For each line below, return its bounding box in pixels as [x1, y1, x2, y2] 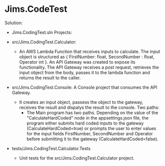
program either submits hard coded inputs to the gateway [26, 120, 144, 126]
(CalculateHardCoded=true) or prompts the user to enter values [26, 125, 157, 131]
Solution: [4, 20, 23, 26]
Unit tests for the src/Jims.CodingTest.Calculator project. [19, 155, 134, 161]
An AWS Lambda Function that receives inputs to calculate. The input [19, 48, 161, 54]
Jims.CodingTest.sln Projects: [11, 29, 72, 35]
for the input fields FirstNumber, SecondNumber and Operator [26, 130, 153, 136]
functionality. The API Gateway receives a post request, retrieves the [19, 64, 159, 70]
